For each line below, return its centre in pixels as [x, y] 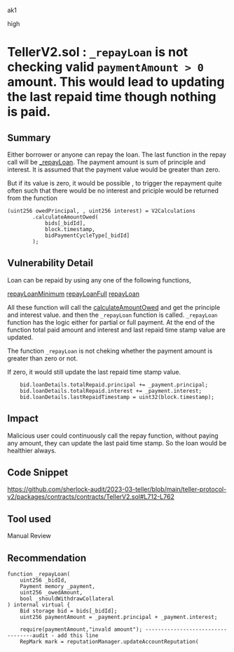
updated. [20, 337]
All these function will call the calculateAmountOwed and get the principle [114, 307]
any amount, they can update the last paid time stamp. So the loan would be [117, 443]
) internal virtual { [39, 605]
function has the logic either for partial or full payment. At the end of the [111, 322]
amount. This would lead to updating [116, 82]
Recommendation [47, 558]
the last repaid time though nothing [112, 97]
